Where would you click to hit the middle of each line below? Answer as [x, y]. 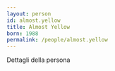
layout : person [29, 14]
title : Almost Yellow [38, 27]
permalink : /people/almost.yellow [57, 40]
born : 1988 [23, 33]
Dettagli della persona [38, 60]
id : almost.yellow [34, 20]
